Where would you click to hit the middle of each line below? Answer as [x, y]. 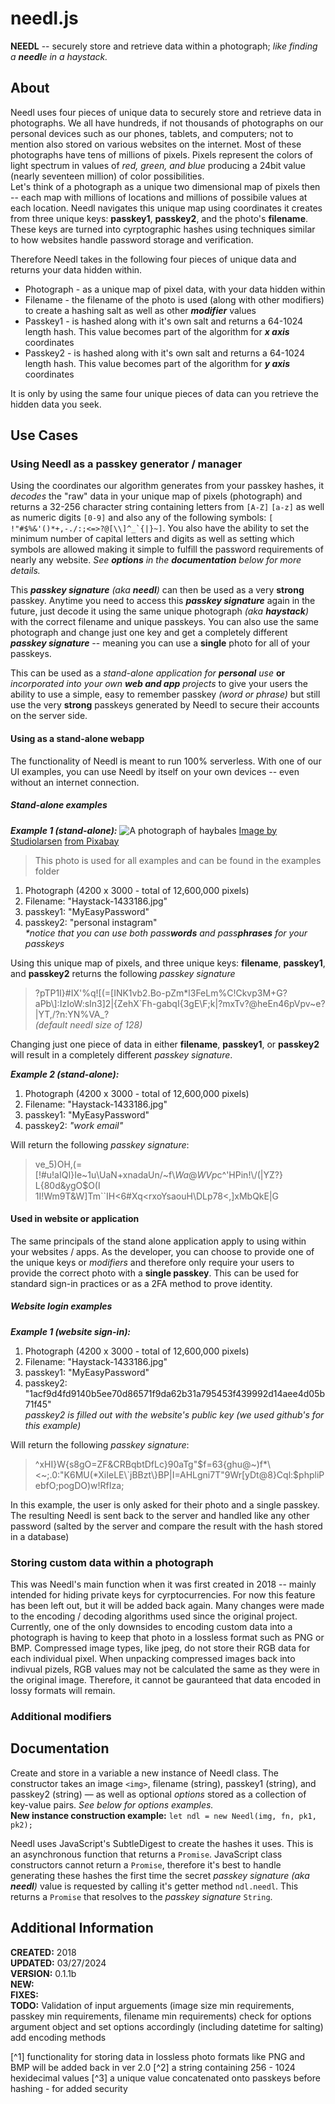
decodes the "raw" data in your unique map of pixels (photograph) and [156, 496]
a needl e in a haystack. [59, 56]
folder [47, 871]
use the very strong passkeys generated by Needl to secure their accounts [165, 705]
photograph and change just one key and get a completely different [149, 633]
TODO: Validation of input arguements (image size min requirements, [152, 2005]
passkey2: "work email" [74, 1125]
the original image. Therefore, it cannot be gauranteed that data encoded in [166, 1680]
